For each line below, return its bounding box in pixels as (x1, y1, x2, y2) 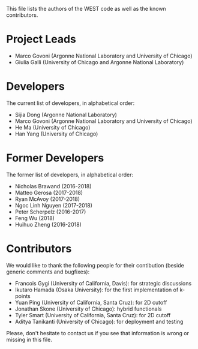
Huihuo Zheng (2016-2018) (14, 221, 82, 228)
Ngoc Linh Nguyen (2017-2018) (14, 201, 93, 209)
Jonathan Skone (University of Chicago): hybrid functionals (14, 305, 162, 312)
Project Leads (6, 32, 77, 46)
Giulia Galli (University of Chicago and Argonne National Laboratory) (14, 58, 184, 65)
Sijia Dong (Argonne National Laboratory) (14, 111, 117, 118)
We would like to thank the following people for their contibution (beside (6, 261, 184, 269)
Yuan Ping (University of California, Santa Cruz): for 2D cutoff (14, 299, 167, 306)
